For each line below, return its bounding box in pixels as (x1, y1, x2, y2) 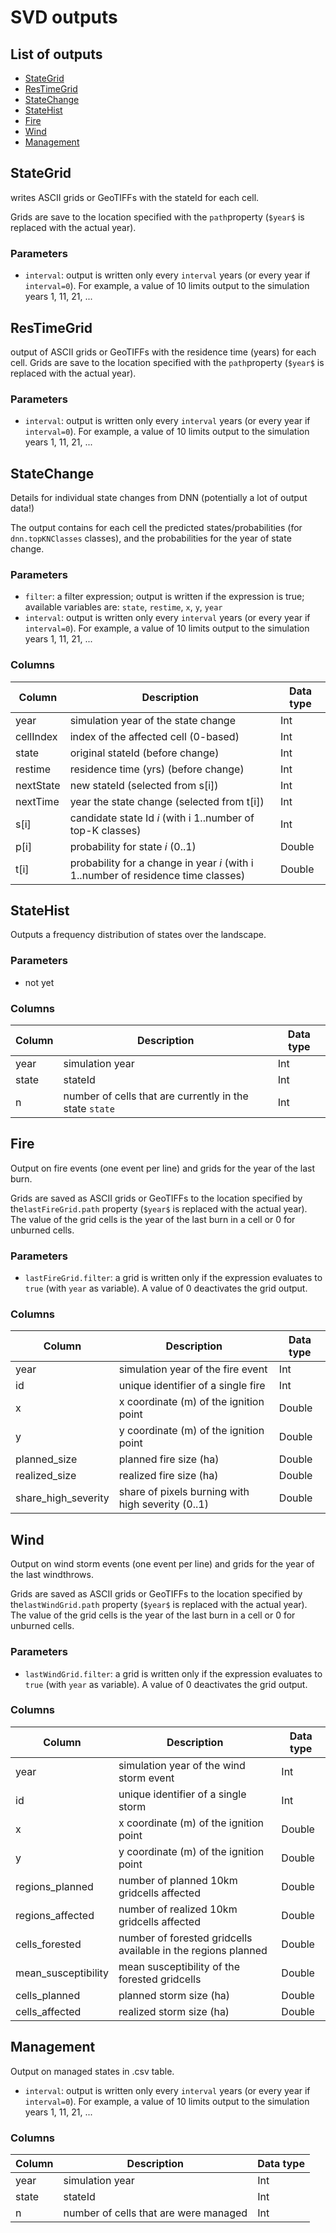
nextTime (15, 794, 60, 808)
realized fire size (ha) (118, 1469, 219, 1483)
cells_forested (15, 1937, 82, 1951)
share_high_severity (15, 1491, 110, 1505)
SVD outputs (10, 6, 118, 29)
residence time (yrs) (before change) (69, 762, 245, 776)
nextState (15, 778, 61, 792)
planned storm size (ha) (118, 1988, 231, 2002)
